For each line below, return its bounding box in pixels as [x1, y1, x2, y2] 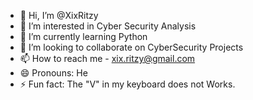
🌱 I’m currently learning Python [19, 31, 148, 42]
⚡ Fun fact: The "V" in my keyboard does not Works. [19, 78, 236, 90]
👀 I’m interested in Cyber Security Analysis [19, 20, 197, 32]
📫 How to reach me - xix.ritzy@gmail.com [19, 53, 196, 64]
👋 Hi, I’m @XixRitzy [19, 10, 99, 21]
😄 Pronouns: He [19, 67, 88, 79]
